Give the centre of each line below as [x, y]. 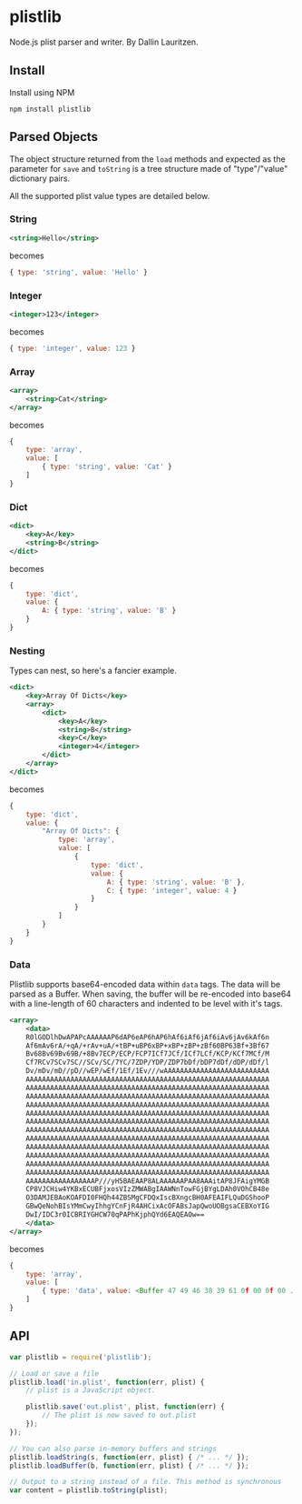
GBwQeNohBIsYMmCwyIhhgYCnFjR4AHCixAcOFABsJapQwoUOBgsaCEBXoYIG [148, 1207]
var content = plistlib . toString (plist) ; [89, 1490]
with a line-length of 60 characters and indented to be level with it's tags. [146, 1003]
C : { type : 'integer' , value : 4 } [172, 890]
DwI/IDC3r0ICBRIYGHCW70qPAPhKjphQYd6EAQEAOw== [115, 1215]
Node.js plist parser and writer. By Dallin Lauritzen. [104, 42]
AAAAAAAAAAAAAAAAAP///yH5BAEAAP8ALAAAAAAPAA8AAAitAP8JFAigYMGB [148, 1181]
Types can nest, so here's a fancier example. [93, 671]
